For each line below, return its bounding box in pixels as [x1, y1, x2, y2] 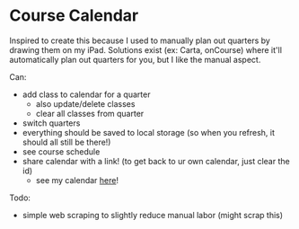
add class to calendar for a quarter [22, 89, 151, 100]
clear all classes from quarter [35, 108, 145, 119]
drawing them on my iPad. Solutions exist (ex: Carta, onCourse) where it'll [9, 44, 283, 55]
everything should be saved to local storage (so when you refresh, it [22, 127, 276, 137]
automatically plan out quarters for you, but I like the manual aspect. [9, 54, 261, 65]
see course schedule [22, 145, 101, 157]
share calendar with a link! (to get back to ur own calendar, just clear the [22, 155, 290, 166]
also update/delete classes [35, 98, 136, 109]
